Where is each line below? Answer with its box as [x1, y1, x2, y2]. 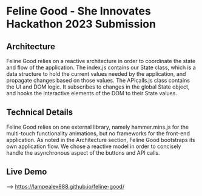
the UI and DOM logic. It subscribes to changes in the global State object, [6, 83, 190, 90]
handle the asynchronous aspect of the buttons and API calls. [6, 149, 160, 156]
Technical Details [6, 107, 73, 118]
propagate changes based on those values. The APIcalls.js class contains [6, 77, 190, 84]
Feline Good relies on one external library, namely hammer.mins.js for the [6, 123, 189, 130]
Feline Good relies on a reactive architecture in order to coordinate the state [6, 58, 196, 64]
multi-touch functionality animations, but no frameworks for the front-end [6, 129, 190, 137]
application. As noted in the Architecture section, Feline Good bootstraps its [6, 136, 195, 143]
